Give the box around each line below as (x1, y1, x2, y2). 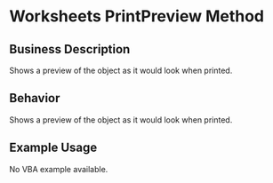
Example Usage (9, 140, 98, 155)
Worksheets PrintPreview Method (9, 6, 265, 27)
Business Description (9, 42, 131, 57)
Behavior (9, 91, 60, 106)
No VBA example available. (9, 163, 108, 174)
